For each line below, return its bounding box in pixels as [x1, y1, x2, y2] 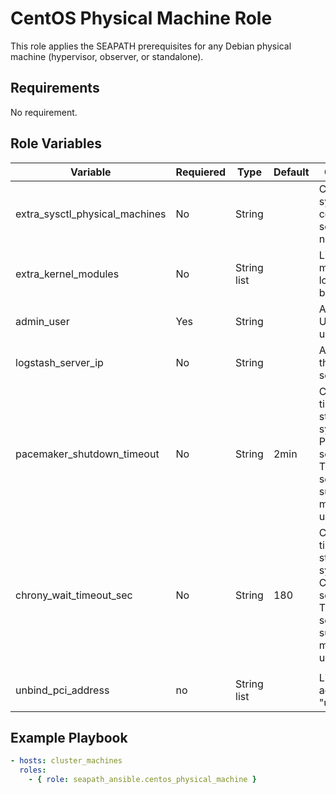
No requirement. [10, 106, 78, 118]
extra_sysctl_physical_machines [15, 207, 167, 221]
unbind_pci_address [15, 683, 110, 697]
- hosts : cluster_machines [10, 756, 123, 766]
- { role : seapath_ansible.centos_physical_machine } [28, 775, 257, 785]
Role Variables [10, 135, 102, 152]
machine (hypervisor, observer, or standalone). [10, 50, 204, 62]
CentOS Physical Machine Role [10, 7, 273, 30]
